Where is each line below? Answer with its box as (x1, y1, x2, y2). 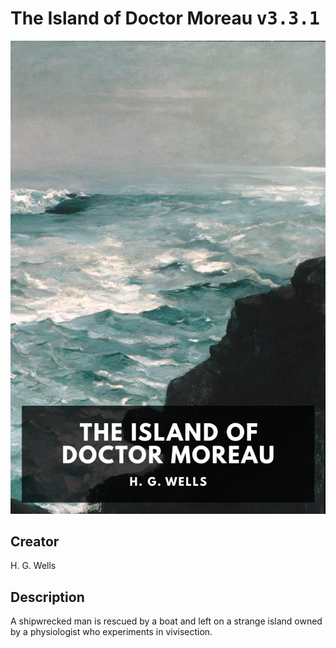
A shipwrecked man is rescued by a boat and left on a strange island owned (10, 615, 323, 627)
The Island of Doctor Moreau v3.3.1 (10, 7, 320, 30)
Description (10, 588, 85, 606)
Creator (10, 533, 60, 551)
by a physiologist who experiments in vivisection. (10, 626, 213, 638)
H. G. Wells (10, 560, 57, 572)
